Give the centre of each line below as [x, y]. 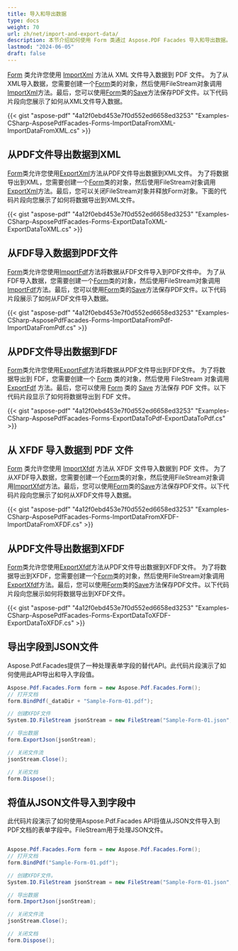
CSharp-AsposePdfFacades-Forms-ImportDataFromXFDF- [93, 517]
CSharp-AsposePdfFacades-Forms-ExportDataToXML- [87, 222]
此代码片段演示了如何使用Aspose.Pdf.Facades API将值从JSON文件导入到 [114, 821]
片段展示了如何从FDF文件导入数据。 [60, 298]
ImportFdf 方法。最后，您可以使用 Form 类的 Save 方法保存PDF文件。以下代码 [117, 289]
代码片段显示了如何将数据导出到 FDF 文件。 [71, 397]
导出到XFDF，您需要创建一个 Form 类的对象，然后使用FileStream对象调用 [119, 575]
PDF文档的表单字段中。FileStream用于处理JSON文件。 [87, 830]
